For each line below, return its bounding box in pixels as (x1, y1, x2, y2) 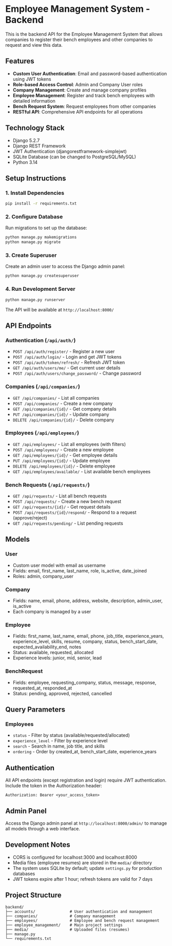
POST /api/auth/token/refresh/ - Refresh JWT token (12, 359, 125, 365)
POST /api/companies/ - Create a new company (12, 400, 113, 406)
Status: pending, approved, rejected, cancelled (12, 690, 112, 696)
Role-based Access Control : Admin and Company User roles (12, 81, 143, 87)
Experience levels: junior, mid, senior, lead (12, 655, 102, 661)
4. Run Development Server (5, 286, 75, 293)
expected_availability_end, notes (12, 644, 81, 650)
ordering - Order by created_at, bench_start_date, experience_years (12, 749, 157, 755)
